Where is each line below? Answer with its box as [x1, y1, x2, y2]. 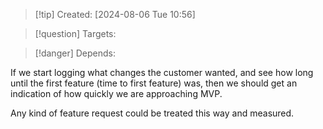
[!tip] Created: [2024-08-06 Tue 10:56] [34, 9, 196, 20]
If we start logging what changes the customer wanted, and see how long [10, 67, 314, 78]
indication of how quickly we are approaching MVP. [10, 88, 223, 99]
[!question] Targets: [34, 28, 117, 39]
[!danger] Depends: [34, 47, 116, 59]
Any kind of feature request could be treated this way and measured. [10, 107, 295, 119]
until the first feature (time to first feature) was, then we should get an [10, 77, 298, 89]
